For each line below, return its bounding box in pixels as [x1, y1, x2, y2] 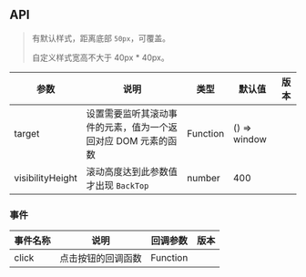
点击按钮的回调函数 [59, 252, 143, 265]
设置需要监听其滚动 [86, 107, 168, 119]
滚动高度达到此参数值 [86, 165, 178, 178]
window [232, 132, 267, 145]
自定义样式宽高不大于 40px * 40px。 [31, 52, 170, 63]
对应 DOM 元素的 [95, 134, 168, 147]
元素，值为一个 [104, 120, 168, 133]
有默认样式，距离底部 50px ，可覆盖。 [31, 32, 171, 44]
